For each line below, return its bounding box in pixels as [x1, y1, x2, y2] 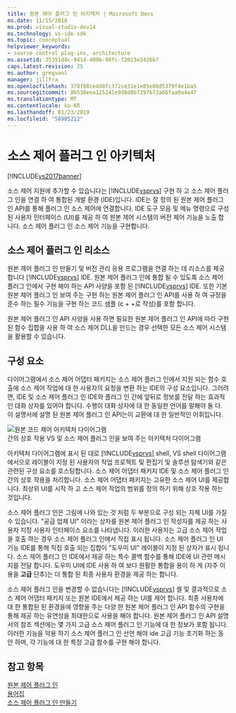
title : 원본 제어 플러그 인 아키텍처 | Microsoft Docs [7, 10, 154, 18]
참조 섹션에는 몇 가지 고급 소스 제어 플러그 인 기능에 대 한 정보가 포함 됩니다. [20, 621, 229, 629]
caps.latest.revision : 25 [7, 63, 83, 70]
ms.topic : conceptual [7, 37, 71, 44]
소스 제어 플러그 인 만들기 [7, 698, 77, 707]
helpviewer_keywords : [7, 43, 71, 50]
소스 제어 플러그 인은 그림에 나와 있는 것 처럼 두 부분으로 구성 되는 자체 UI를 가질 [7, 508, 228, 517]
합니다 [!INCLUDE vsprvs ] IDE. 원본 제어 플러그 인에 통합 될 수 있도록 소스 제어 [7, 273, 224, 282]
